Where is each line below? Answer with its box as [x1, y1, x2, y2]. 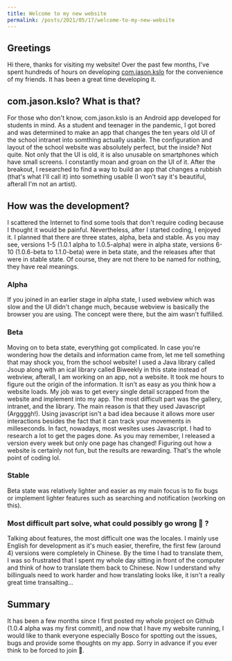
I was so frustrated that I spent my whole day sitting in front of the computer [7, 556, 225, 565]
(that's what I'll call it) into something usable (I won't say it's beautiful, [7, 172, 206, 181]
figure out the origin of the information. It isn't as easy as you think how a [7, 380, 216, 388]
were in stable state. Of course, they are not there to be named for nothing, [7, 255, 222, 263]
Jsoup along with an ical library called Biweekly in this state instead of [7, 365, 208, 374]
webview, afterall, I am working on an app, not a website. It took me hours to [7, 372, 225, 381]
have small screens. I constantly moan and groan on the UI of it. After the [7, 158, 216, 166]
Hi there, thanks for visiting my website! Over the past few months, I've [7, 60, 210, 69]
